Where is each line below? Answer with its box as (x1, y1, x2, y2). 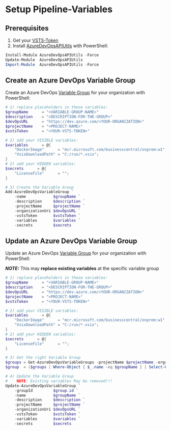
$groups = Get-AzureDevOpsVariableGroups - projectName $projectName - (5, 360, 158, 365)
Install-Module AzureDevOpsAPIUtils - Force (5, 52, 99, 58)
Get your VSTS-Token (12, 37, 59, 43)
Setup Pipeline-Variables (5, 4, 113, 15)
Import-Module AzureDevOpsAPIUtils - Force (5, 62, 99, 67)
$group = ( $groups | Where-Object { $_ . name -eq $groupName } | (5, 365, 147, 370)
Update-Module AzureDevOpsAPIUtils (5, 57, 83, 62)
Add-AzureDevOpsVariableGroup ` (5, 189, 74, 194)
